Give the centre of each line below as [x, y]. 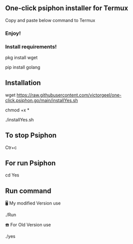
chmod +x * [17, 110]
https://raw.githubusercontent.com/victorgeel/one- [69, 95]
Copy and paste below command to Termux [50, 20]
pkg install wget [21, 57]
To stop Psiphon [31, 135]
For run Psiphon [30, 163]
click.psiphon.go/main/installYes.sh [42, 100]
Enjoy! [13, 33]
